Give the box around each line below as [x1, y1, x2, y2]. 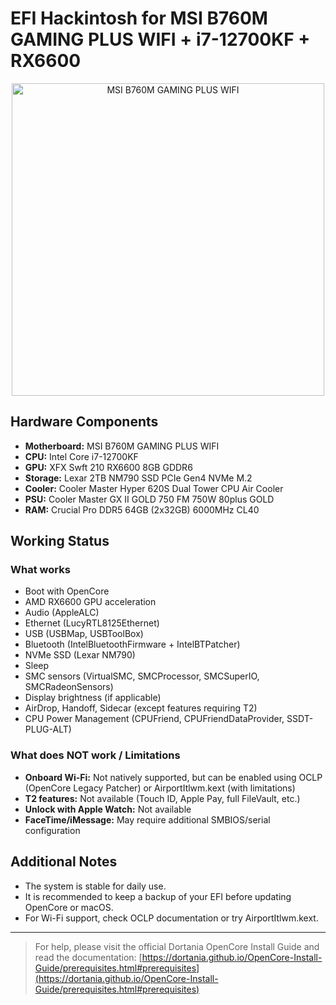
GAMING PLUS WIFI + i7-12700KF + [10, 28, 311, 51]
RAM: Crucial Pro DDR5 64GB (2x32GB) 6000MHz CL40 [24, 503, 260, 516]
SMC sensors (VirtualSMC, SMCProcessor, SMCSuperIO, [24, 670, 260, 682]
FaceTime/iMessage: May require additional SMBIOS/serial [24, 813, 271, 826]
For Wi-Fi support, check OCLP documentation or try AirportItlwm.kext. [24, 912, 319, 924]
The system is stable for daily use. [24, 880, 167, 892]
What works [10, 563, 71, 577]
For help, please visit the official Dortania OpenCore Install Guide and [34, 940, 320, 952]
